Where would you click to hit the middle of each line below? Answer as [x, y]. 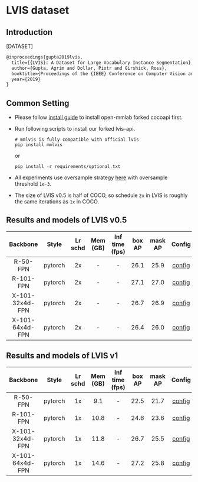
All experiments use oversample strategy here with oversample [91, 177]
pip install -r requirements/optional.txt [67, 167]
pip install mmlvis [39, 145]
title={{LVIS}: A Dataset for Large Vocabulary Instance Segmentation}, [103, 63]
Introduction [29, 32]
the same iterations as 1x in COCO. [57, 202]
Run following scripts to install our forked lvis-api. [75, 129]
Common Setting [38, 103]
